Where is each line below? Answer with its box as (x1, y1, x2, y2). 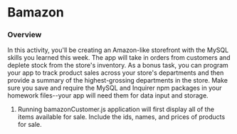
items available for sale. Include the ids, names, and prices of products (17, 113, 226, 121)
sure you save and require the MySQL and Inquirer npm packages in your (7, 83, 222, 93)
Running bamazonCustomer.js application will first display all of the (17, 105, 215, 114)
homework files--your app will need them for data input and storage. (7, 91, 209, 100)
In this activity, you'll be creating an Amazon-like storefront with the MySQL (7, 46, 229, 54)
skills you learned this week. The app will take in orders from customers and (7, 53, 231, 62)
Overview (7, 30, 42, 40)
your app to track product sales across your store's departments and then (7, 68, 224, 77)
